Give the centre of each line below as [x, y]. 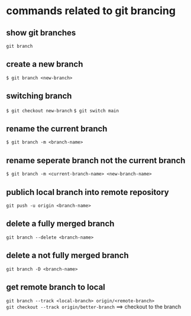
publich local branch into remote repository [88, 192]
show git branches [41, 33]
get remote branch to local [56, 287]
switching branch [39, 96]
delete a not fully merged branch [67, 255]
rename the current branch [57, 129]
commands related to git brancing [91, 11]
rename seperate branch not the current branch [96, 160]
